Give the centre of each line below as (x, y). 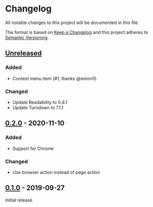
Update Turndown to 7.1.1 (38, 107)
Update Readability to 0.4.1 (40, 102)
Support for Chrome (33, 148)
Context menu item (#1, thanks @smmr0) (54, 78)
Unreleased (24, 53)
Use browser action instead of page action (56, 172)
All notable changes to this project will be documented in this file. (72, 22)
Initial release (19, 200)
